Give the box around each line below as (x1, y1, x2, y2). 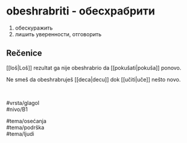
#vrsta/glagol (6, 99, 40, 106)
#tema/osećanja (6, 117, 47, 124)
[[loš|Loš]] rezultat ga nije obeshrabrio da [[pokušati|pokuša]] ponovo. (6, 64, 182, 71)
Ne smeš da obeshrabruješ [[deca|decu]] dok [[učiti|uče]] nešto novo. (6, 75, 181, 83)
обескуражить (14, 24, 53, 31)
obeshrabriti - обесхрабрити (6, 4, 156, 18)
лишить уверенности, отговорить (14, 30, 102, 37)
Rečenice (6, 48, 42, 59)
